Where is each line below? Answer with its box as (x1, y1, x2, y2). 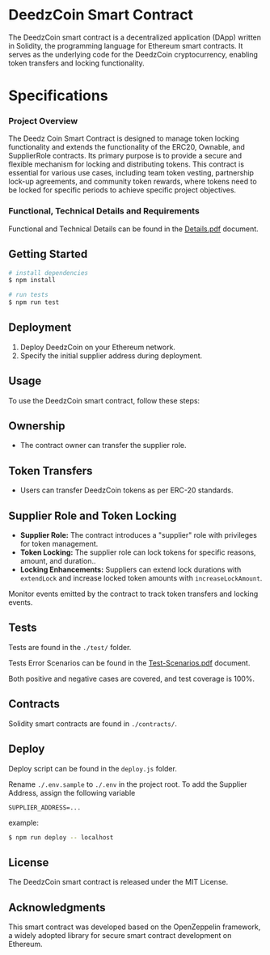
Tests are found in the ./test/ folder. (8, 642, 132, 652)
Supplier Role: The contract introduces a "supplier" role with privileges (19, 530, 257, 540)
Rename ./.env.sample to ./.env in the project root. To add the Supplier (8, 779, 247, 789)
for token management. (19, 539, 99, 549)
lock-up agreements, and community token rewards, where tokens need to (8, 176, 257, 187)
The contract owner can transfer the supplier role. (19, 441, 188, 450)
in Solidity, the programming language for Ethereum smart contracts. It (8, 40, 243, 50)
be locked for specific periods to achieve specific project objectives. (8, 185, 237, 195)
